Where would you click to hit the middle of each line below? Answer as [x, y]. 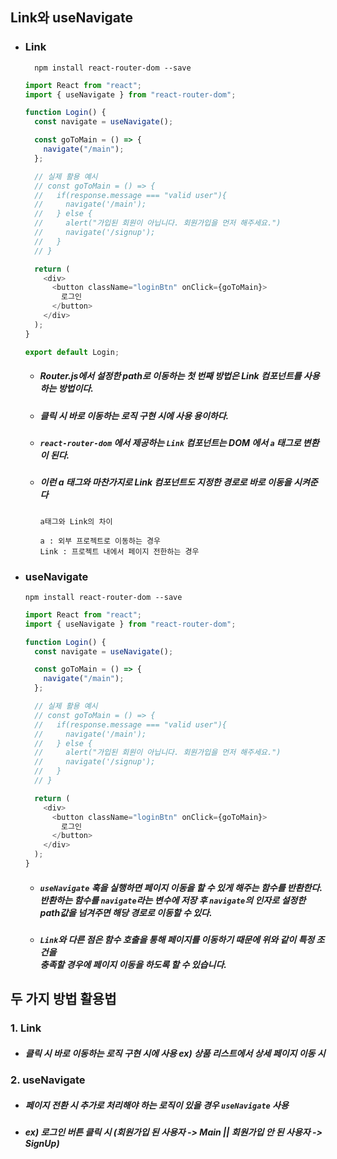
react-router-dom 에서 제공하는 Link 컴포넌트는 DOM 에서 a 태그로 [170, 442]
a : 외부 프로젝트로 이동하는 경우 [100, 541]
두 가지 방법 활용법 [63, 999]
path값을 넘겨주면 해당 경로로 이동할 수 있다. [126, 912]
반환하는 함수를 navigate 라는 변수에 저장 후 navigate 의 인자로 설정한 [173, 900]
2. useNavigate [48, 1080]
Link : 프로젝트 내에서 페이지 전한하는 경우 [119, 551]
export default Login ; [72, 352]
